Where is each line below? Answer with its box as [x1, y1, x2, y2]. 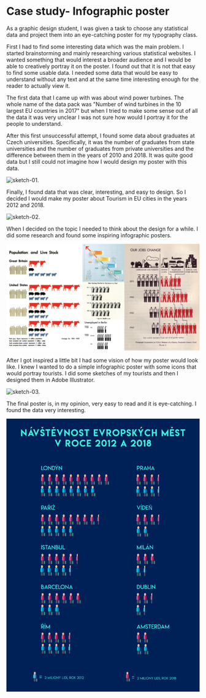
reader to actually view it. [6, 82, 71, 90]
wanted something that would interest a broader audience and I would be [6, 56, 191, 63]
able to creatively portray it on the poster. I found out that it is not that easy [6, 63, 196, 70]
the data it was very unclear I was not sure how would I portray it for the [6, 113, 188, 121]
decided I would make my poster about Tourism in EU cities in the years [6, 194, 188, 202]
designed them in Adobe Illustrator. [6, 376, 95, 383]
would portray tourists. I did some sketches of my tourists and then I [6, 369, 179, 377]
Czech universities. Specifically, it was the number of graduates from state [6, 138, 195, 145]
